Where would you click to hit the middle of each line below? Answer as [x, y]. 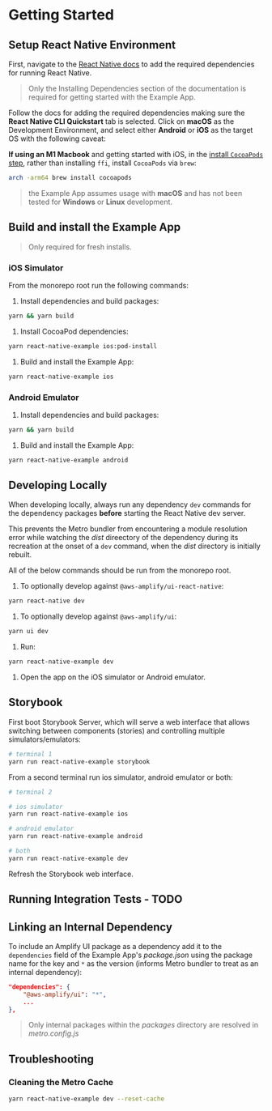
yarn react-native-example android [68, 460]
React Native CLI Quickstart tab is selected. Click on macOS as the [121, 121]
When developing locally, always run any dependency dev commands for [130, 504]
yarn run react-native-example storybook [79, 762]
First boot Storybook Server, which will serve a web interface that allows [129, 722]
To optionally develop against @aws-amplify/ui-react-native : [122, 586]
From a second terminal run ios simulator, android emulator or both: [121, 777]
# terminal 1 [30, 754]
